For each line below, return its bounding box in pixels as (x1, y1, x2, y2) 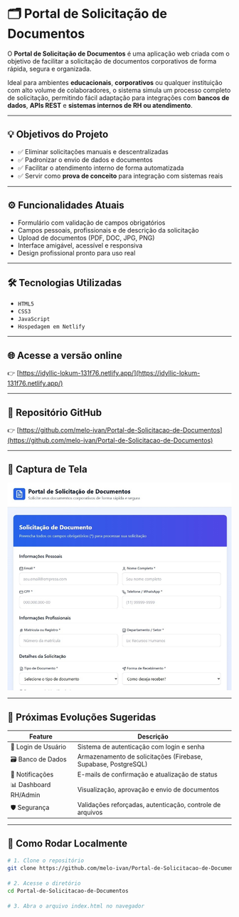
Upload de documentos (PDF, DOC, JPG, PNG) (17, 233, 155, 242)
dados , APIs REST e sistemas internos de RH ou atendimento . (7, 101, 193, 109)
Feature (29, 732, 53, 741)
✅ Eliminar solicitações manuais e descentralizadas (17, 147, 169, 156)
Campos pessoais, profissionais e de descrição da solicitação (17, 226, 199, 234)
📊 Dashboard (10, 780, 51, 789)
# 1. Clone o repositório (7, 857, 84, 864)
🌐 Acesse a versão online (7, 349, 123, 361)
